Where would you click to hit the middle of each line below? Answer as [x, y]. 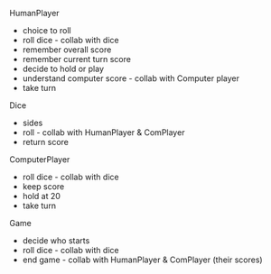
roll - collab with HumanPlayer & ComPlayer [103, 132]
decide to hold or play [63, 68]
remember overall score [67, 50]
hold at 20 [42, 196]
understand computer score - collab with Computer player [131, 78]
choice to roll [47, 30]
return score [46, 142]
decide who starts [56, 241]
